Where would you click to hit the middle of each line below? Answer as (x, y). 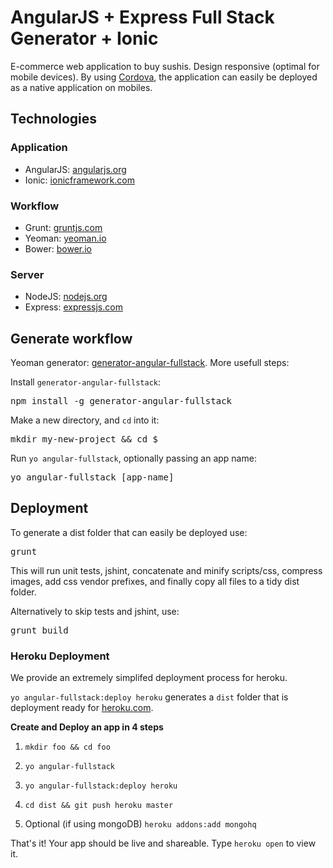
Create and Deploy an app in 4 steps (87, 727)
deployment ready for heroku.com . (82, 708)
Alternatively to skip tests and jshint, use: (95, 611)
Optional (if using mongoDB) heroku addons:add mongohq (140, 824)
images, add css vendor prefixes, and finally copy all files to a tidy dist (155, 581)
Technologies (54, 119)
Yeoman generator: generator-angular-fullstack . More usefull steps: (150, 363)
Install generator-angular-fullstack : (85, 382)
